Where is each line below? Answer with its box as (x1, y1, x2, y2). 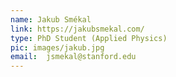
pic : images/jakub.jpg (10, 42, 105, 53)
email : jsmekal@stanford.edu (10, 52, 137, 62)
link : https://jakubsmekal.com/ (10, 24, 145, 34)
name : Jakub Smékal (10, 14, 92, 25)
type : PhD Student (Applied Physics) (10, 33, 168, 43)
